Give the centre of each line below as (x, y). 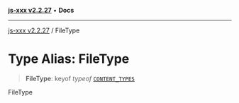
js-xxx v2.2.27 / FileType (44, 30)
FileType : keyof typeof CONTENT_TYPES (80, 78)
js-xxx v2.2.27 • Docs (41, 10)
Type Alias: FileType (69, 59)
